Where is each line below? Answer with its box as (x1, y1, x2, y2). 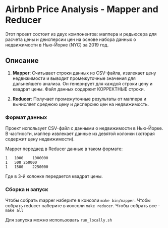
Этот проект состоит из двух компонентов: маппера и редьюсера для (5, 31, 157, 37)
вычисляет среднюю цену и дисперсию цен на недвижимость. (12, 101, 149, 107)
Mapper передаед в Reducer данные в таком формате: (5, 146, 123, 152)
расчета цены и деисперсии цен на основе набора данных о (5, 36, 136, 42)
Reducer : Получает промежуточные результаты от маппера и (12, 96, 147, 102)
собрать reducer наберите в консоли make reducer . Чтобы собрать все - (5, 203, 160, 209)
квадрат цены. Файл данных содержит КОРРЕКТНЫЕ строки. (12, 86, 145, 92)
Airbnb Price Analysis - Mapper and (5, 4, 159, 15)
